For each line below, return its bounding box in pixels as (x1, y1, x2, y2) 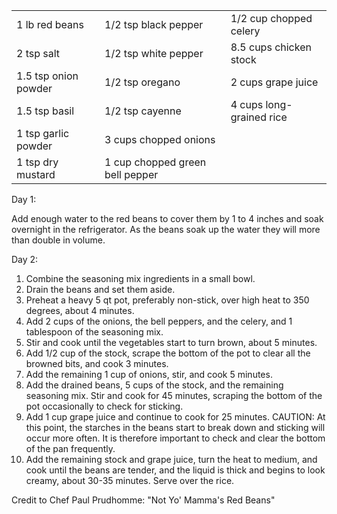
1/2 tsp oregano (104, 75, 181, 89)
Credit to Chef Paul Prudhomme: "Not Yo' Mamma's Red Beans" (11, 494, 276, 506)
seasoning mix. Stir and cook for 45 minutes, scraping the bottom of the (25, 390, 323, 401)
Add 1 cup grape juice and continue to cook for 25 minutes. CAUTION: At (25, 411, 326, 423)
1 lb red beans (16, 18, 84, 31)
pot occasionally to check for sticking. (25, 400, 184, 412)
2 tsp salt (16, 47, 61, 60)
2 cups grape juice (230, 75, 319, 89)
